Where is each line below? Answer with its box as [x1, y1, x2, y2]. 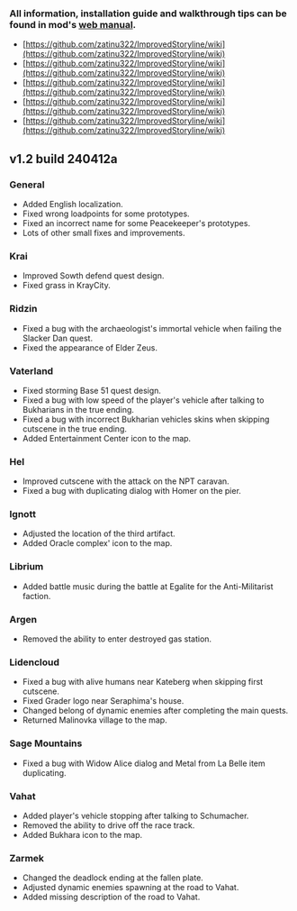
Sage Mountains [9, 737, 83, 750]
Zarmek [9, 852, 45, 864]
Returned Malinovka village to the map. [22, 715, 168, 725]
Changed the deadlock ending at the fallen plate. [22, 872, 204, 883]
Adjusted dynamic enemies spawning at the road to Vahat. [22, 882, 239, 893]
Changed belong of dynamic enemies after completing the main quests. [22, 706, 289, 716]
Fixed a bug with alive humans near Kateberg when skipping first [22, 677, 264, 688]
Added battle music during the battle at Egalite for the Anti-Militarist [22, 580, 274, 592]
